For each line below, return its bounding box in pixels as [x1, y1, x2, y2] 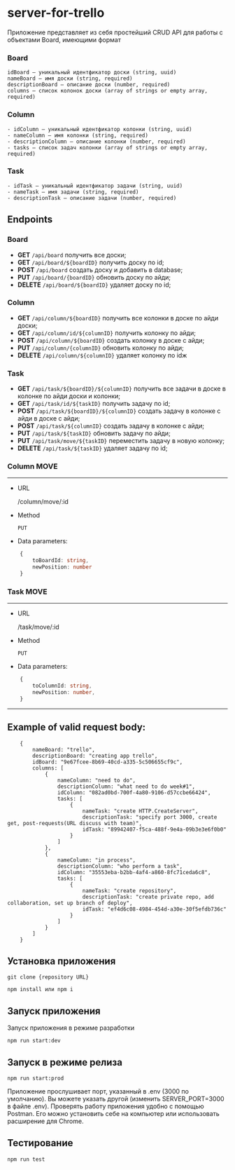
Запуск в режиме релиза [7, 1056, 122, 1068]
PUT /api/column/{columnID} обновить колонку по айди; [17, 343, 184, 352]
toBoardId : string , [32, 557, 90, 564]
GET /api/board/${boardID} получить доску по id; [17, 258, 164, 266]
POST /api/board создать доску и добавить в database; [17, 265, 183, 274]
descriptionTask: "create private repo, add [82, 893, 215, 900]
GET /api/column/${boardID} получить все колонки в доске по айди [17, 313, 219, 322]
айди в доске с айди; [17, 414, 80, 423]
